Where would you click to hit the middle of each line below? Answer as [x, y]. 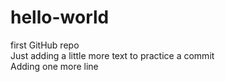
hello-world [60, 17]
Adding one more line [54, 66]
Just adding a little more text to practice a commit [112, 55]
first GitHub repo [45, 45]
